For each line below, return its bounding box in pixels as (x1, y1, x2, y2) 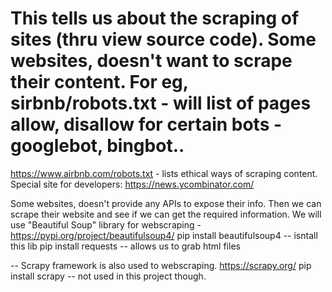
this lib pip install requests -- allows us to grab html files (10, 240, 241, 252)
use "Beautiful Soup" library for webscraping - (10, 218, 202, 231)
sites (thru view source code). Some (10, 28, 317, 51)
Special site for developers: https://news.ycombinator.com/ (10, 178, 255, 190)
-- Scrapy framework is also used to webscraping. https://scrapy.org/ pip (10, 259, 312, 271)
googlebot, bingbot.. (10, 135, 185, 157)
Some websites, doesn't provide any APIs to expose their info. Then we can (10, 197, 322, 209)
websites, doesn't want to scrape (10, 50, 293, 72)
